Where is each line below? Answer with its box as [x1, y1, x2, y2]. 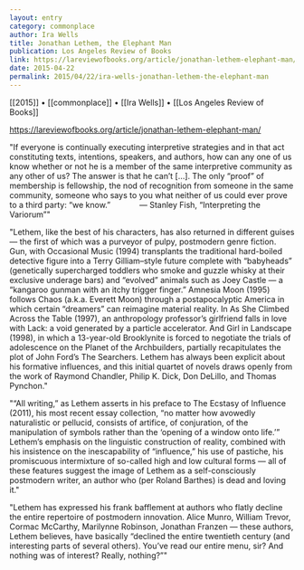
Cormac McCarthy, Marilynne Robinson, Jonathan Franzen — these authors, [9, 521, 294, 532]
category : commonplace [9, 22, 95, 31]
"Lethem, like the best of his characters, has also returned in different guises [9, 226, 295, 237]
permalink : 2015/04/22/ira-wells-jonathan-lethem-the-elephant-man [9, 72, 270, 81]
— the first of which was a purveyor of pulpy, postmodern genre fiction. [9, 236, 277, 247]
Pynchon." [9, 380, 48, 391]
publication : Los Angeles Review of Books [9, 47, 172, 56]
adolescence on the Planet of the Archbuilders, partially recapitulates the [9, 341, 282, 353]
